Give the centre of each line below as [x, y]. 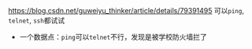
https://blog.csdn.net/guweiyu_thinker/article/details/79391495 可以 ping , [126, 10]
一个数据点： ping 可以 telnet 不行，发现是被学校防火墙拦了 [113, 37]
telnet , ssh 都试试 [37, 20]
